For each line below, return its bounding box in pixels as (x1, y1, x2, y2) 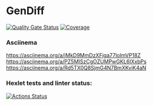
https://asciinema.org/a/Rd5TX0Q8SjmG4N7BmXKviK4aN (6, 64, 147, 71)
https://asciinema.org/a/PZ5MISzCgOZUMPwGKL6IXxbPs (6, 58, 147, 65)
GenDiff (6, 4, 45, 18)
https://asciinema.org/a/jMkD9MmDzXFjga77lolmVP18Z (6, 52, 141, 59)
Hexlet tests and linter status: (6, 79, 92, 87)
